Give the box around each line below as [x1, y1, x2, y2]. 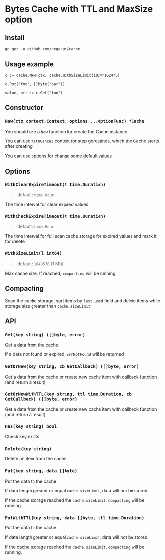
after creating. [5, 143, 34, 149]
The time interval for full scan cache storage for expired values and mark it [5, 233, 157, 239]
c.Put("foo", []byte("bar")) [5, 81, 65, 87]
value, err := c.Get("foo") [5, 90, 63, 95]
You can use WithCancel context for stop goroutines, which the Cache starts [5, 138, 159, 144]
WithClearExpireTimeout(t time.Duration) [5, 181, 106, 187]
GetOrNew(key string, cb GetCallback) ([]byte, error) [5, 364, 139, 369]
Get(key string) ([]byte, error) [5, 332, 85, 337]
